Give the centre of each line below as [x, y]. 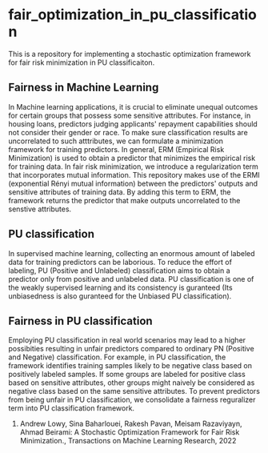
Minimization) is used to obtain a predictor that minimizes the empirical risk [132, 158]
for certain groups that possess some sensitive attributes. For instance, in [130, 115]
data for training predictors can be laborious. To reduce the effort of [120, 262]
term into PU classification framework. [71, 408]
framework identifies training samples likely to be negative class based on [130, 366]
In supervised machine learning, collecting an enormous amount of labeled [132, 253]
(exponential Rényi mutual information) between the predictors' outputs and [133, 183]
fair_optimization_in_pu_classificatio [133, 15]
